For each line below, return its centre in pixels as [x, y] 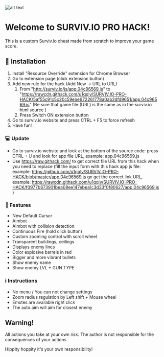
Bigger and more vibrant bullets [44, 258]
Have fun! [22, 125]
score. [12, 46]
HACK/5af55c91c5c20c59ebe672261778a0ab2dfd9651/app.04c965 [88, 99]
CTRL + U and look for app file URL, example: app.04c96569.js [76, 156]
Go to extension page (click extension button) [58, 78]
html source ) [33, 110]
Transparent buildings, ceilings [43, 242]
